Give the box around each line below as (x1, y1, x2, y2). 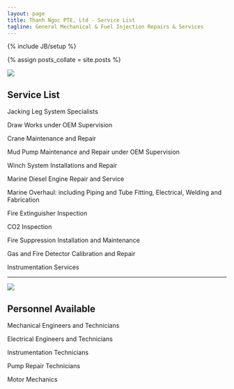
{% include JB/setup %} (7, 42, 77, 51)
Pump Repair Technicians (7, 362, 81, 370)
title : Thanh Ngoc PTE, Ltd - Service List (7, 17, 136, 24)
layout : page (7, 10, 45, 17)
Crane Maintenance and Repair (7, 134, 96, 143)
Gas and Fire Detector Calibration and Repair (7, 250, 136, 258)
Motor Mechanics (7, 375, 58, 383)
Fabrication (7, 196, 40, 204)
